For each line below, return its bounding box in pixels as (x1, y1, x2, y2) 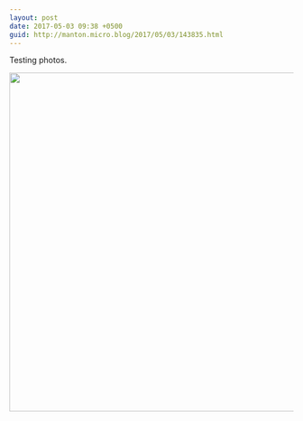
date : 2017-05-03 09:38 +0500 (9, 22, 124, 31)
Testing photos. (9, 55, 68, 66)
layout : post (9, 13, 59, 23)
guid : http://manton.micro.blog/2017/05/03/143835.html (9, 30, 224, 39)
